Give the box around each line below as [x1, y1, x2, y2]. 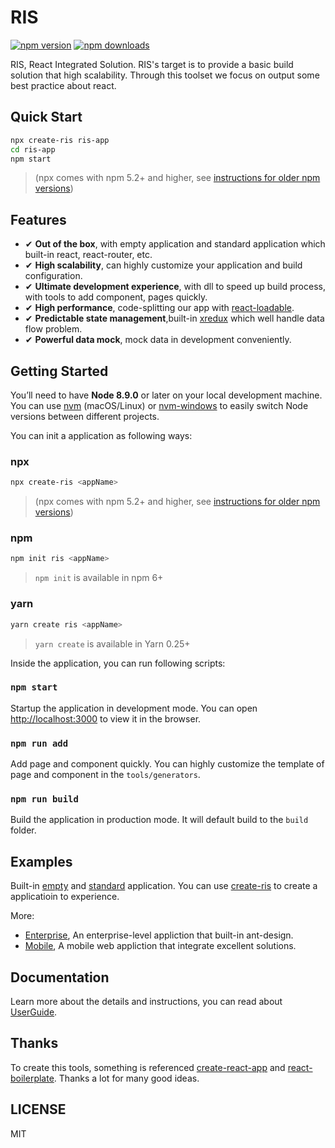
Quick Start [10, 109, 83, 126]
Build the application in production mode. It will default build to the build [10, 814, 309, 826]
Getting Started [10, 362, 109, 380]
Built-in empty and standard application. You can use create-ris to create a [10, 880, 318, 892]
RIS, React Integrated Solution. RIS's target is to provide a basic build [10, 58, 294, 70]
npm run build [10, 794, 79, 805]
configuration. [24, 270, 83, 282]
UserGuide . [10, 1006, 58, 1018]
